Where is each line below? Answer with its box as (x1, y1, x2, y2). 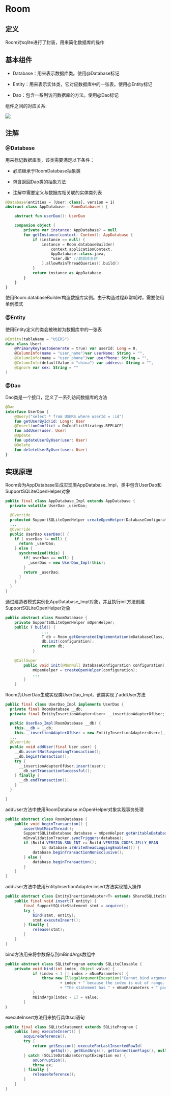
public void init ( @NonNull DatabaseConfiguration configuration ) (23, 663, 165, 668)
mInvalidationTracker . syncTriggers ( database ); (23, 836, 124, 841)
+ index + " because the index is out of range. (60, 980, 165, 985)
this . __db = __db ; (14, 725, 53, 731)
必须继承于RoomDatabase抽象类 (12, 167, 81, 174)
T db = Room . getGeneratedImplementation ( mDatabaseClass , (41, 634, 165, 640)
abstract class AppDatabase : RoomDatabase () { (5, 204, 108, 210)
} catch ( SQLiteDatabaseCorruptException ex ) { (23, 1053, 126, 1058)
